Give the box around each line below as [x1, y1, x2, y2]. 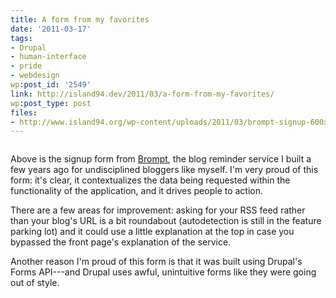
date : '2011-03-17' [10, 24, 92, 34]
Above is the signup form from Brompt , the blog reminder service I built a [10, 153, 312, 165]
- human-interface [10, 52, 87, 62]
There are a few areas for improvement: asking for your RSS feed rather [10, 204, 306, 216]
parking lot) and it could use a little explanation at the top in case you [10, 226, 295, 238]
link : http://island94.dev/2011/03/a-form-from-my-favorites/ [10, 89, 275, 99]
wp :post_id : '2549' [10, 80, 92, 90]
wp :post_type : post [10, 98, 92, 108]
